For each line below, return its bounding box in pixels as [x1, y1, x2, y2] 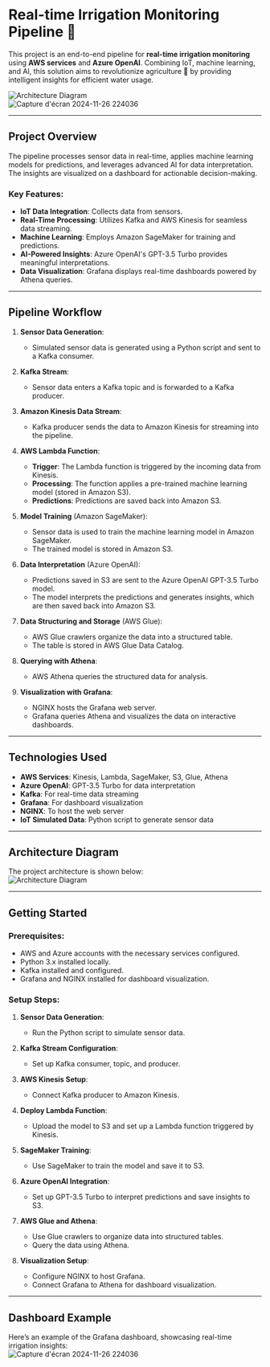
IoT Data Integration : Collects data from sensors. [19, 207, 183, 216]
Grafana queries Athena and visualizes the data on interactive [31, 711, 236, 721]
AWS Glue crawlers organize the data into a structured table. [31, 632, 233, 641]
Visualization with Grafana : [19, 687, 113, 697]
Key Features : [8, 188, 64, 199]
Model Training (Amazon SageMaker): [19, 511, 148, 521]
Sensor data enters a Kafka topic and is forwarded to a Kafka [31, 382, 235, 391]
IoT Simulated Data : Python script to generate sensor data [19, 814, 215, 825]
